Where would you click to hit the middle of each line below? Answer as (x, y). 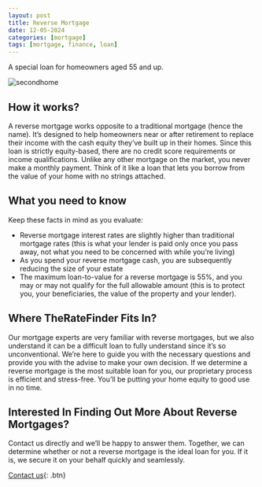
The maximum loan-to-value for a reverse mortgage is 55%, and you (131, 277)
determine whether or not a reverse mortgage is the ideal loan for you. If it (128, 452)
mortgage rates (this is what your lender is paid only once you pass (129, 243)
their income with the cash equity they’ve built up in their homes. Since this (130, 142)
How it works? (44, 107)
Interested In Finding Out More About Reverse (123, 412)
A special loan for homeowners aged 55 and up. (86, 67)
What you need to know (68, 201)
